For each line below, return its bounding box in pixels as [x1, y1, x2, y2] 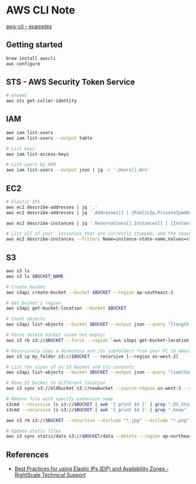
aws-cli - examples [6, 23, 52, 30]
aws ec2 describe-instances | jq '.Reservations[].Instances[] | [6, 220, 168, 226]
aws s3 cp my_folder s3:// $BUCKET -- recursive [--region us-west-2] [6, 353, 179, 359]
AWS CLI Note [6, 4, 75, 17]
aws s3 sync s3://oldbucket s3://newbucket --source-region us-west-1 [6, 386, 181, 392]
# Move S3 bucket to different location [6, 380, 106, 386]
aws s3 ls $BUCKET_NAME [6, 273, 64, 279]
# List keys [6, 146, 35, 152]
